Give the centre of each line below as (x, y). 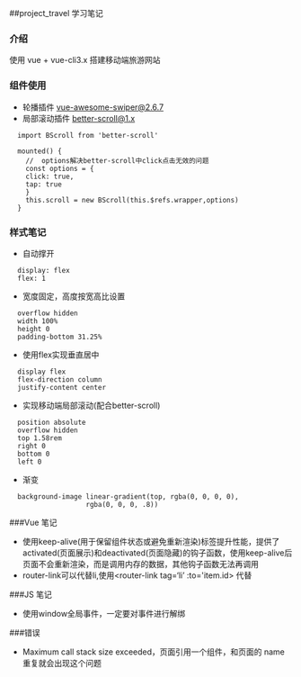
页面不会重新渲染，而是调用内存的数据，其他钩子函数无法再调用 (140, 564)
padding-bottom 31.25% (60, 337)
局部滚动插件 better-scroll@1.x (79, 118)
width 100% (38, 321)
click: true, (50, 176)
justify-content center (62, 387)
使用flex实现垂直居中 (61, 355)
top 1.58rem (40, 438)
